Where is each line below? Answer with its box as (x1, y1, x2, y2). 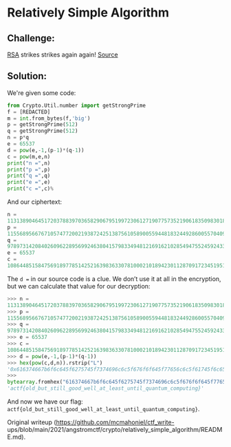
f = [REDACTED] (7, 108, 51, 115)
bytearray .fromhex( (7, 379, 63, 386)
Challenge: (7, 32, 55, 44)
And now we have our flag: (7, 397, 84, 406)
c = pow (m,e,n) (7, 153, 51, 160)
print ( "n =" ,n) (7, 160, 51, 167)
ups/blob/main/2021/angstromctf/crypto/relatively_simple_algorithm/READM (7, 426, 223, 434)
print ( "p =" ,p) (7, 166, 51, 173)
